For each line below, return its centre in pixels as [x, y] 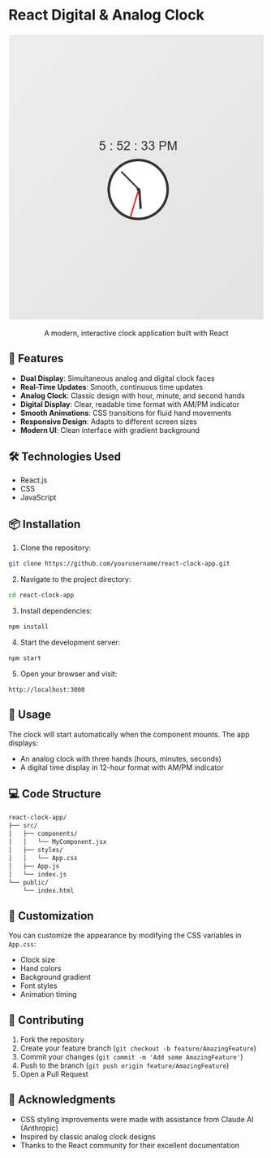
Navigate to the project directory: [75, 579]
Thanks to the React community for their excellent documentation [130, 1145]
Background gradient [55, 977]
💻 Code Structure [55, 794]
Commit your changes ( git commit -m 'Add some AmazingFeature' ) [131, 1057]
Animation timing [48, 994]
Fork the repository [52, 1040]
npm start [25, 658]
